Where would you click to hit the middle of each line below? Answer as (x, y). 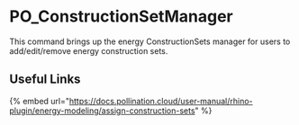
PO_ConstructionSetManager (121, 17)
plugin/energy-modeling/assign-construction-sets (102, 111)
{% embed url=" (40, 101)
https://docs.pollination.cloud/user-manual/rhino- (161, 101)
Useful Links (45, 80)
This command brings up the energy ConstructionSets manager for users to (150, 41)
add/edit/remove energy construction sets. (89, 50)
